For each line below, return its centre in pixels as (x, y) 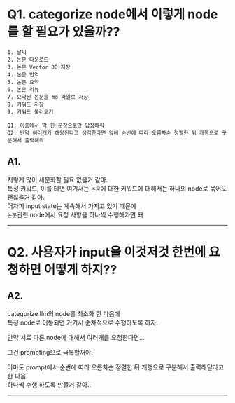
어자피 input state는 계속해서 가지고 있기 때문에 (72, 206)
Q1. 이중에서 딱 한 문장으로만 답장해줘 (56, 125)
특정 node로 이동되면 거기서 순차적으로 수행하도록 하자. (83, 322)
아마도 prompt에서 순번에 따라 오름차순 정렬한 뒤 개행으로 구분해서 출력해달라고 (116, 367)
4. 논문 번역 (23, 74)
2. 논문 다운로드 (28, 60)
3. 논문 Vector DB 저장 (39, 67)
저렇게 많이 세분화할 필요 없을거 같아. (58, 179)
